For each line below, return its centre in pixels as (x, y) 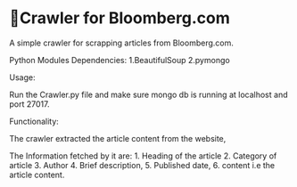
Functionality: (34, 121)
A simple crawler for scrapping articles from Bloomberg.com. (121, 43)
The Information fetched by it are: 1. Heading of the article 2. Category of (143, 156)
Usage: (22, 77)
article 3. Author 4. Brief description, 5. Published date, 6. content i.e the (142, 165)
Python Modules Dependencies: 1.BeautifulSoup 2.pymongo (120, 60)
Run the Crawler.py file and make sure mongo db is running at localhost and (148, 94)
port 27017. (29, 104)
